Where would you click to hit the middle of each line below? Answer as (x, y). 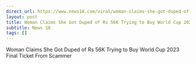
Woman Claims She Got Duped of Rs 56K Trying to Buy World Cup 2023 (93, 49)
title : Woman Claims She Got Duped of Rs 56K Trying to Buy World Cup (94, 22)
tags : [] (17, 33)
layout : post (22, 17)
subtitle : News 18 (28, 28)
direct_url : (20, 11)
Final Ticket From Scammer (39, 56)
